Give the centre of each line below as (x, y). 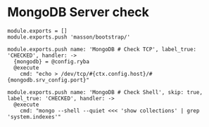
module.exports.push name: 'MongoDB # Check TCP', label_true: (102, 49)
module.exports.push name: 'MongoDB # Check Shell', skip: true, (105, 92)
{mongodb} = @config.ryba (52, 61)
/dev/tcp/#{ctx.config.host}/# (107, 74)
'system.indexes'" (34, 116)
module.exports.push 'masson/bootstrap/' (69, 37)
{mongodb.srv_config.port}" (49, 80)
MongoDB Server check (78, 12)
